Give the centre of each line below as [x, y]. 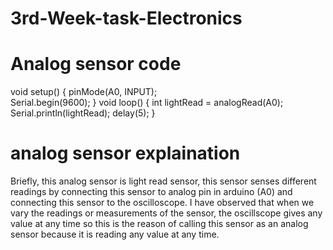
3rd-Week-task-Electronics [126, 18]
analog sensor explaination [125, 153]
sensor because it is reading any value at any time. [115, 234]
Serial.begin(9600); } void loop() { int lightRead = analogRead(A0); [147, 103]
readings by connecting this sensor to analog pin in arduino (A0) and [151, 192]
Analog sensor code [96, 64]
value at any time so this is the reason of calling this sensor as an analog [159, 224]
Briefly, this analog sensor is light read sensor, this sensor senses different [163, 181]
